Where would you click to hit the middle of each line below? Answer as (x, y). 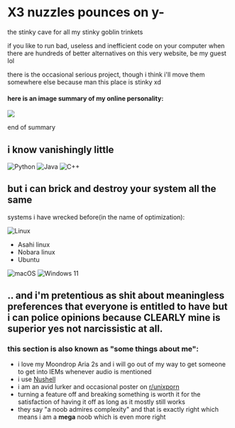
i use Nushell (37, 379)
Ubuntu (29, 259)
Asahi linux (34, 244)
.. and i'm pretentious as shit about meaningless (116, 296)
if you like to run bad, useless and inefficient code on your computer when (116, 45)
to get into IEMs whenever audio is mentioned (84, 372)
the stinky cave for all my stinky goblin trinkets (75, 32)
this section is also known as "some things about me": (103, 349)
